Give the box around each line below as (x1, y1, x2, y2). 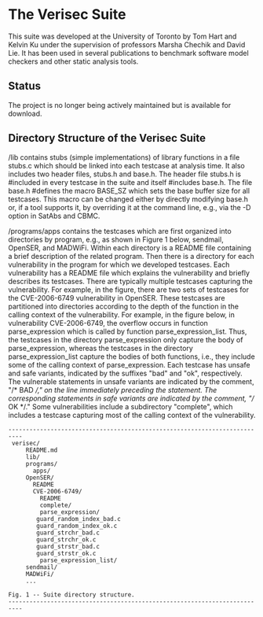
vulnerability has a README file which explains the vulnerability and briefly (8, 268, 250, 277)
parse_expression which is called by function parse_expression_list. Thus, (8, 327, 247, 336)
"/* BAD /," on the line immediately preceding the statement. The (8, 385, 217, 394)
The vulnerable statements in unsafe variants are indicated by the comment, (8, 376, 254, 386)
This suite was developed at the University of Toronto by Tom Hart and (8, 31, 237, 41)
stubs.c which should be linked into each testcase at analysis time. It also (8, 161, 245, 170)
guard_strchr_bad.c (36, 529, 100, 537)
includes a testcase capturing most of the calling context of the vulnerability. (8, 410, 256, 419)
